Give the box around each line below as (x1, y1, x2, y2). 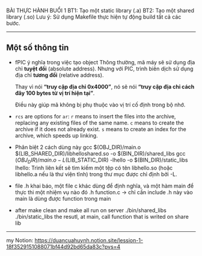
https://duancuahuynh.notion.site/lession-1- (34, 236, 143, 244)
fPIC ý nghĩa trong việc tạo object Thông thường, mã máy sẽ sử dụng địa (14, 58, 195, 66)
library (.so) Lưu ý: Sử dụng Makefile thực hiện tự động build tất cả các (6, 13, 182, 20)
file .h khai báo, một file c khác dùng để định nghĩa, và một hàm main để (14, 182, 194, 189)
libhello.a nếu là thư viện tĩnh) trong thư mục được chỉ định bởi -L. (14, 170, 177, 178)
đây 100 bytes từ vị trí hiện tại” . (14, 89, 95, 97)
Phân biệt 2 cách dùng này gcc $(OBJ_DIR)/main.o (14, 143, 141, 151)
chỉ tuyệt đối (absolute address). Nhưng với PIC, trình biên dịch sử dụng (14, 65, 194, 72)
